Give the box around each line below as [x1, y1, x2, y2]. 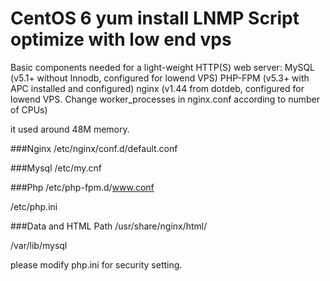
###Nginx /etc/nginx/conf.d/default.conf [10, 142, 178, 154]
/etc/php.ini [10, 200, 58, 212]
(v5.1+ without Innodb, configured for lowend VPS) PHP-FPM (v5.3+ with [10, 72, 310, 84]
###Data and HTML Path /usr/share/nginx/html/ [10, 220, 208, 232]
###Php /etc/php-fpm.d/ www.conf [10, 181, 155, 193]
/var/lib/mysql [10, 239, 68, 251]
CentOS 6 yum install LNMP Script [10, 7, 300, 30]
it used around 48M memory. [10, 123, 130, 135]
